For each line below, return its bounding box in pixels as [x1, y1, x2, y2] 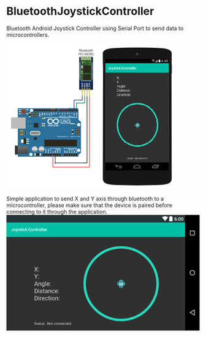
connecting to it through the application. [6, 208, 108, 215]
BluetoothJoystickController [6, 4, 154, 18]
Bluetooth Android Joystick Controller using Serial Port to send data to [6, 25, 184, 32]
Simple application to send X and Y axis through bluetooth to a [6, 195, 164, 202]
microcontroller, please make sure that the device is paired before [6, 201, 173, 209]
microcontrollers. [6, 31, 50, 38]
